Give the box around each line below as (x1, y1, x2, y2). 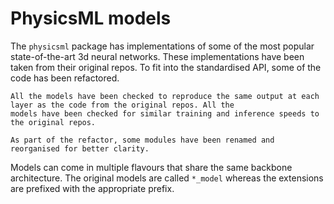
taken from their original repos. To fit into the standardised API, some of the (10, 61, 322, 73)
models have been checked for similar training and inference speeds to (10, 108, 320, 119)
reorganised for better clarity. (10, 143, 150, 154)
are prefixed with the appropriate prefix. (10, 182, 175, 194)
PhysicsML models (10, 7, 172, 30)
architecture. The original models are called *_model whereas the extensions (10, 172, 324, 184)
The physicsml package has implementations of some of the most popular (10, 40, 315, 52)
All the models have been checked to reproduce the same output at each (10, 91, 320, 101)
